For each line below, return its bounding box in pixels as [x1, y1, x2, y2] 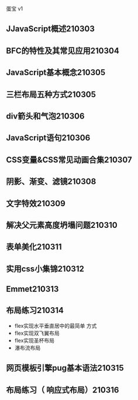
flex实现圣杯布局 [14, 337, 54, 344]
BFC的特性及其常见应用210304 [6, 46, 120, 56]
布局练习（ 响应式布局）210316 [6, 385, 119, 395]
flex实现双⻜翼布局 [14, 330, 60, 337]
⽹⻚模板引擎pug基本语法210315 [6, 363, 124, 373]
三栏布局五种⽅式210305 [6, 89, 96, 99]
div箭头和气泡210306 [6, 111, 85, 121]
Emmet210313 [6, 284, 59, 294]
